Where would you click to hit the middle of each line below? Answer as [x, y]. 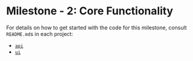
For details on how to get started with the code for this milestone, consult [96, 28]
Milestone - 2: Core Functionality [90, 11]
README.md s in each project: [40, 33]
